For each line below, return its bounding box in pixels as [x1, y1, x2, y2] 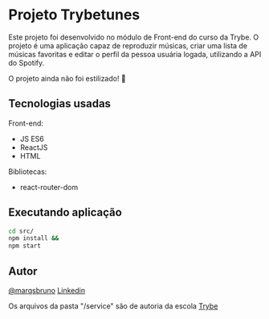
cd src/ [8, 227, 35, 235]
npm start [8, 242, 42, 251]
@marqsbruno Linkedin [8, 286, 86, 295]
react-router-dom [19, 182, 79, 192]
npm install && [8, 234, 59, 242]
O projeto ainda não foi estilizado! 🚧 [8, 73, 126, 83]
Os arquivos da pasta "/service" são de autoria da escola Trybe [8, 301, 218, 311]
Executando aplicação [8, 205, 122, 219]
